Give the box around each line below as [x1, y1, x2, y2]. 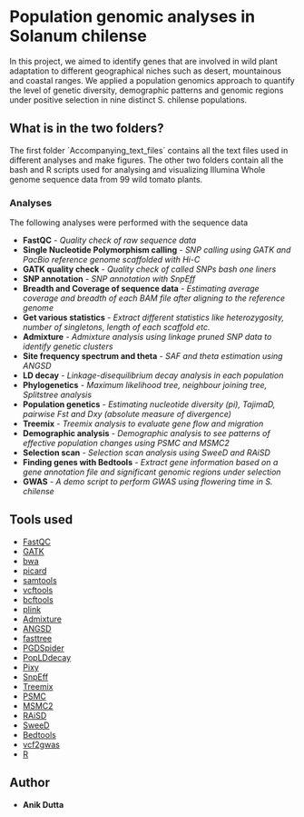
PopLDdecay [22, 652, 72, 663]
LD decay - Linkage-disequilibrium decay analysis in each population [22, 370, 284, 381]
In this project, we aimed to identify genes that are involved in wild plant [9, 55, 279, 66]
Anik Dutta [22, 799, 64, 810]
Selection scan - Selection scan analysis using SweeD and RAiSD [22, 447, 270, 458]
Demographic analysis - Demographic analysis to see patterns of [22, 428, 270, 439]
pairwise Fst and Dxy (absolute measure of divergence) [22, 409, 231, 420]
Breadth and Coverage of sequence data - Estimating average [22, 284, 260, 294]
